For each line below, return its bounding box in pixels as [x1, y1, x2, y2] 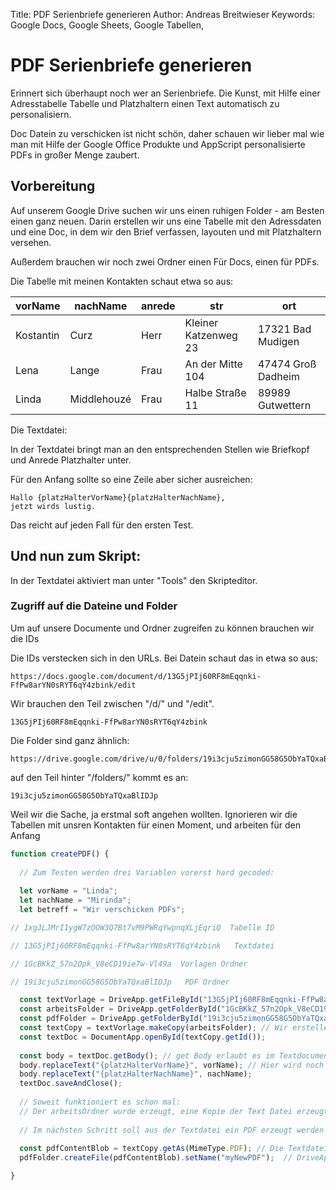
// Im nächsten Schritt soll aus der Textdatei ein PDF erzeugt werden [19, 1125, 325, 1135]
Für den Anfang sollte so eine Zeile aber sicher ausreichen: [10, 473, 253, 485]
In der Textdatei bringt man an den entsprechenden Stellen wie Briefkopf [10, 443, 310, 455]
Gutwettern [257, 398, 312, 412]
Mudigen [257, 334, 300, 348]
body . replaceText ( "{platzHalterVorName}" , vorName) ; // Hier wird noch [19, 1060, 325, 1070]
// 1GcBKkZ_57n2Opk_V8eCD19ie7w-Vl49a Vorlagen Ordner [10, 959, 248, 969]
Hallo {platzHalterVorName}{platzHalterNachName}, [10, 492, 226, 503]
